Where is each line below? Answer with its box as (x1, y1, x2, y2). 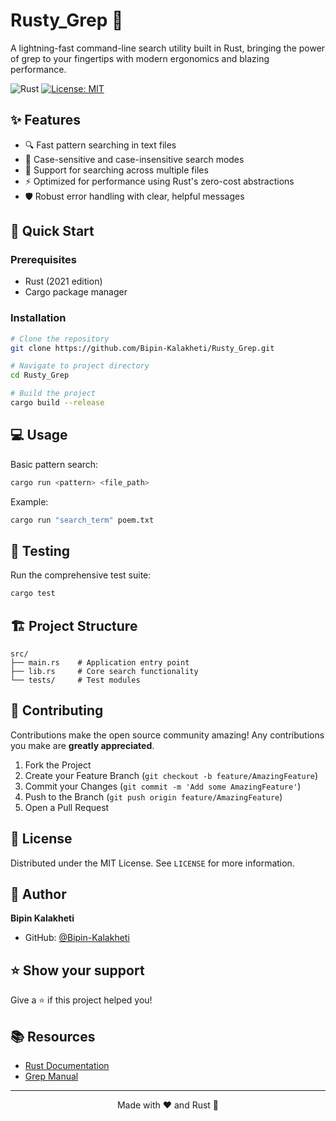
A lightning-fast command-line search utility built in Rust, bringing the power (10, 42, 326, 54)
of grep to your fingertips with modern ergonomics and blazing (10, 52, 270, 64)
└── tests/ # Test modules (10, 675, 141, 686)
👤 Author (10, 886, 67, 903)
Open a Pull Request (24, 801, 110, 813)
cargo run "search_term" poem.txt (10, 515, 155, 525)
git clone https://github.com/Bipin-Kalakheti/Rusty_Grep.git (10, 343, 275, 353)
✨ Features (10, 112, 81, 129)
